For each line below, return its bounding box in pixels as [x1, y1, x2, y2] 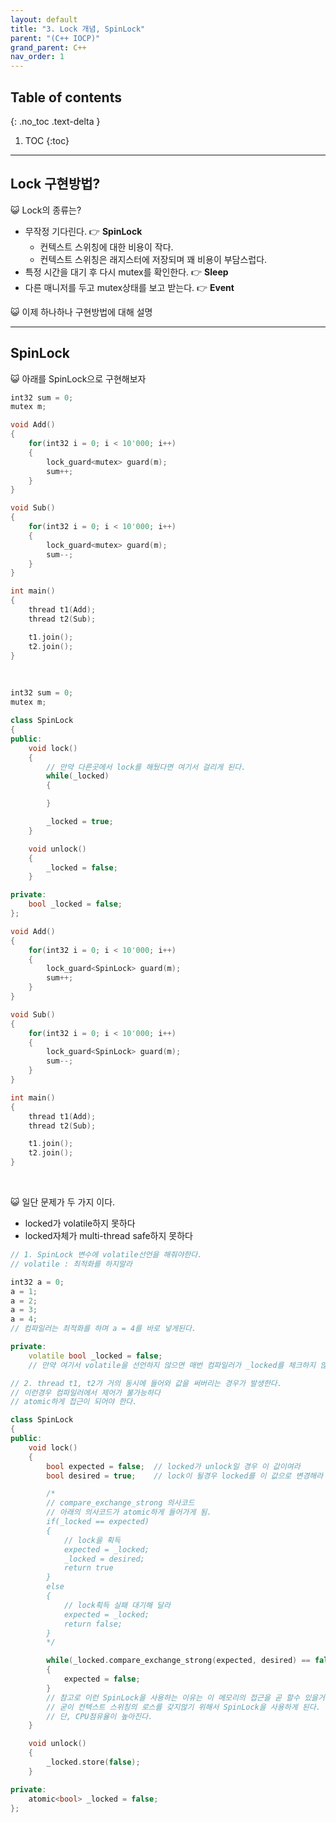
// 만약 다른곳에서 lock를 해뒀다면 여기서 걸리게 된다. [46, 762, 247, 772]
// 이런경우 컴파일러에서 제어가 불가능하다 [10, 1387, 161, 1398]
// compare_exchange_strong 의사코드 [46, 1498, 195, 1508]
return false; [63, 1619, 123, 1629]
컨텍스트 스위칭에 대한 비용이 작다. [39, 241, 174, 253]
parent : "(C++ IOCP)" [10, 33, 101, 43]
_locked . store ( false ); [46, 1757, 141, 1768]
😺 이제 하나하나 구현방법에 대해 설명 [10, 306, 153, 318]
